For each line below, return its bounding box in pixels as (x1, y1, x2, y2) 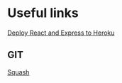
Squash (7, 67, 30, 76)
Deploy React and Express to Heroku (7, 28, 115, 37)
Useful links (7, 5, 79, 21)
